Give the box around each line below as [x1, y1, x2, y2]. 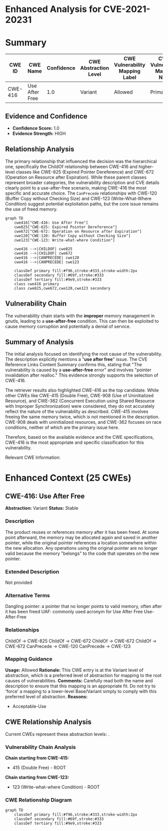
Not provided [5, 579, 32, 585]
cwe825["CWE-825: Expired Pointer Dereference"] [14, 224, 117, 230]
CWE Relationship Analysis [5, 718, 91, 726]
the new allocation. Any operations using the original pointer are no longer [5, 545, 158, 551]
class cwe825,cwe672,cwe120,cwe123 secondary [14, 286, 111, 291]
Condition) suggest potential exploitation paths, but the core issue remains [5, 201, 159, 207]
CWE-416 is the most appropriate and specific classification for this [5, 439, 144, 446]
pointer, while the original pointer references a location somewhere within [5, 539, 156, 546]
